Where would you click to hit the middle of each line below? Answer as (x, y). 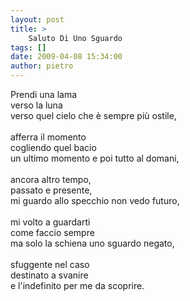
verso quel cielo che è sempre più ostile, (93, 115)
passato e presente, (51, 190)
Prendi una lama (44, 94)
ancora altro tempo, (51, 179)
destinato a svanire (49, 275)
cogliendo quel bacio (53, 147)
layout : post (37, 19)
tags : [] (28, 47)
